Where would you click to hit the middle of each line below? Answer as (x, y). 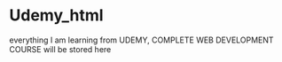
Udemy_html (56, 15)
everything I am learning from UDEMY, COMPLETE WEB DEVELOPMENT (141, 40)
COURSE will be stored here (60, 49)
